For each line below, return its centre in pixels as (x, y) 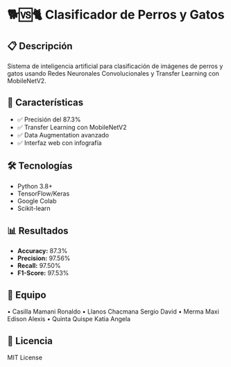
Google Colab (37, 200)
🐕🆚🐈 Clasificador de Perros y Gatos (116, 15)
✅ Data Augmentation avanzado (63, 135)
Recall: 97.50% (39, 266)
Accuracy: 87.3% (42, 251)
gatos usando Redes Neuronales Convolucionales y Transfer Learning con (113, 74)
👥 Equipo (27, 295)
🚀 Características (45, 103)
